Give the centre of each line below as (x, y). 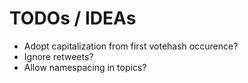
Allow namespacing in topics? (85, 67)
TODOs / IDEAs (73, 18)
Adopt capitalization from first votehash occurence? (131, 46)
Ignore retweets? (58, 56)
